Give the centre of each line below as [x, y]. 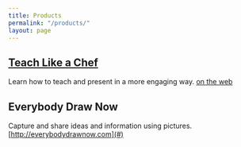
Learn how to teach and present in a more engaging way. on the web [120, 82]
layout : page [30, 30]
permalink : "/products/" [49, 23]
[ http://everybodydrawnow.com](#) [66, 134]
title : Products [35, 15]
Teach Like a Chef [54, 62]
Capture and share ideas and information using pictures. [100, 126]
